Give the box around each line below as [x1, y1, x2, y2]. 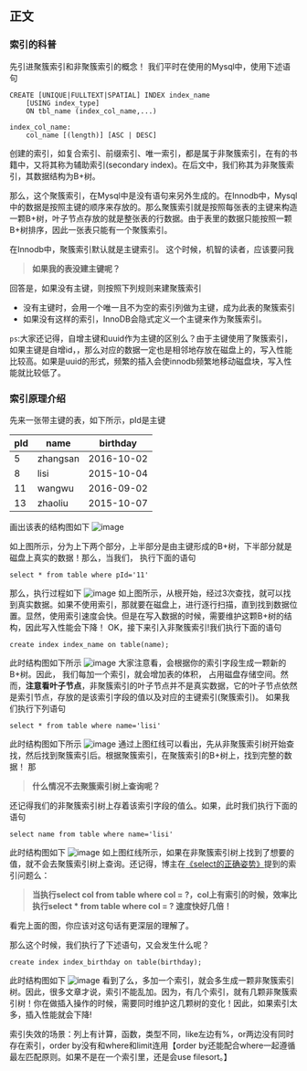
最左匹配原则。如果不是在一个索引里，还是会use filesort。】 [9, 1051, 232, 1062]
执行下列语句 [16, 703, 66, 714]
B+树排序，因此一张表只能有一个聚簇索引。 [9, 224, 173, 235]
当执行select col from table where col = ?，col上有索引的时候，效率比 [31, 889, 298, 900]
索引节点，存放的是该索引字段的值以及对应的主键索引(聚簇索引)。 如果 [16, 691, 282, 702]
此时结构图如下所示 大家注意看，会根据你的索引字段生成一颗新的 [9, 657, 287, 668]
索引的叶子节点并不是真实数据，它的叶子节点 [112, 680, 281, 691]
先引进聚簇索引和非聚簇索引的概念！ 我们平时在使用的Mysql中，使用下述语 [9, 60, 291, 71]
